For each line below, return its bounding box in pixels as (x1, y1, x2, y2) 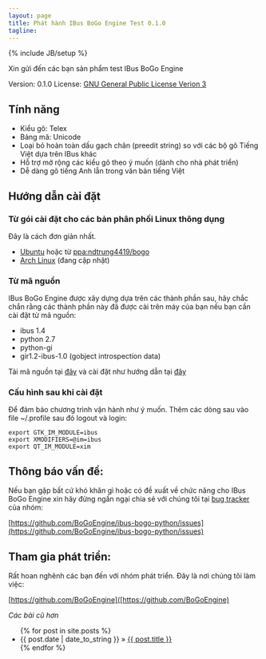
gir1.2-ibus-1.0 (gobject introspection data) (19, 351, 161, 361)
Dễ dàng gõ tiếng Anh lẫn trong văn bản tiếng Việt (19, 166, 185, 176)
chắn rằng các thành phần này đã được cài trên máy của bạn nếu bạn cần (8, 302, 252, 312)
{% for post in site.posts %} (19, 626, 112, 636)
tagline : (8, 26, 38, 34)
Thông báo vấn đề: (8, 464, 104, 478)
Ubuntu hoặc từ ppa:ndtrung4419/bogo (19, 247, 150, 256)
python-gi (19, 343, 54, 352)
